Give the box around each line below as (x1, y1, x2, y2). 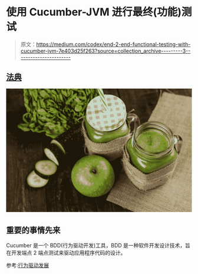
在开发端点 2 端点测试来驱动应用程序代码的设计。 (6, 249, 126, 256)
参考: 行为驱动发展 (6, 262, 49, 269)
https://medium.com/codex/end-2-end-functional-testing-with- (36, 41, 191, 48)
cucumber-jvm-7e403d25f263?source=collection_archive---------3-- (20, 47, 191, 54)
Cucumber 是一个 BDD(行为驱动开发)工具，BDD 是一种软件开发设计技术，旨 (6, 242, 190, 249)
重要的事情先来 (6, 225, 61, 235)
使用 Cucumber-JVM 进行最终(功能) (6, 5, 181, 19)
